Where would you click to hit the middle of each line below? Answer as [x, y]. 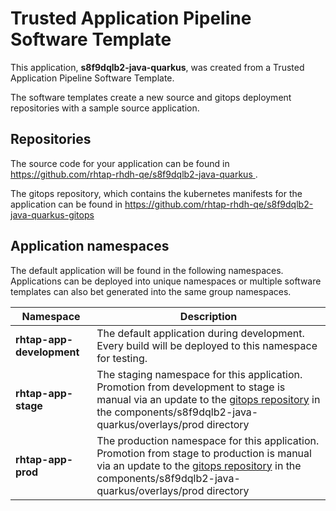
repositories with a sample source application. [105, 108]
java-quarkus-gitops [52, 214]
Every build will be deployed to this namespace [207, 345]
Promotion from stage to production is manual [204, 453]
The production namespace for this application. [208, 440]
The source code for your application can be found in [120, 163]
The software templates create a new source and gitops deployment [151, 97]
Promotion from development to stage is [191, 387]
